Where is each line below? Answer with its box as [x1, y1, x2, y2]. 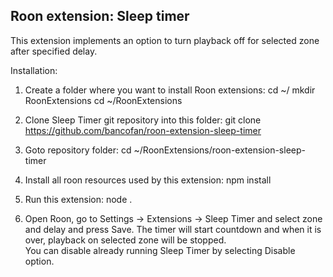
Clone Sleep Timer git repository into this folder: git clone [24, 114, 262, 126]
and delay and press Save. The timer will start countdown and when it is [24, 223, 322, 235]
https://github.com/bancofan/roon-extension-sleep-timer [24, 124, 262, 136]
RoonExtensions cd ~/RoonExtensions [24, 94, 183, 106]
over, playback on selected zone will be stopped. [24, 234, 227, 246]
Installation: [10, 64, 58, 76]
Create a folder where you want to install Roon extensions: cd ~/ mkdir [24, 84, 316, 96]
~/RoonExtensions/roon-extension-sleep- [133, 144, 306, 156]
